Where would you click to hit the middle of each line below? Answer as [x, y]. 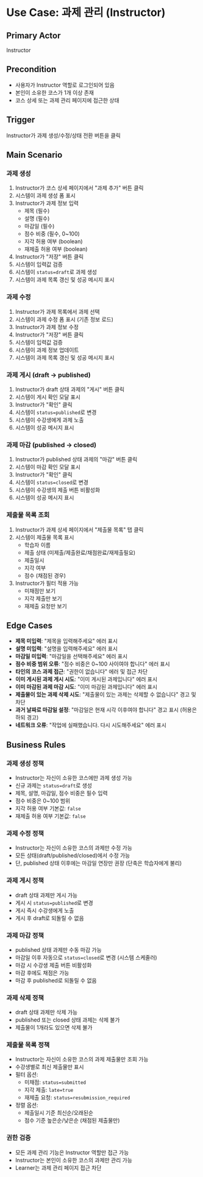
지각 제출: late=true [49, 1090]
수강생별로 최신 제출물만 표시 [49, 1067]
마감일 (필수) [39, 226]
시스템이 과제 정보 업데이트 [47, 350]
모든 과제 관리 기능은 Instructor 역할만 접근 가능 [72, 1152]
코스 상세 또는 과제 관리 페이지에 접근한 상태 [67, 100]
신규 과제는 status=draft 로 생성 [54, 785]
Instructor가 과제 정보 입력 [47, 203]
